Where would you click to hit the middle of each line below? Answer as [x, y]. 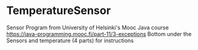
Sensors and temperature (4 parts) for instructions [70, 40]
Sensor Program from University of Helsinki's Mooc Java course [88, 27]
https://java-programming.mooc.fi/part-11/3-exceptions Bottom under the [99, 34]
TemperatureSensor [59, 11]
